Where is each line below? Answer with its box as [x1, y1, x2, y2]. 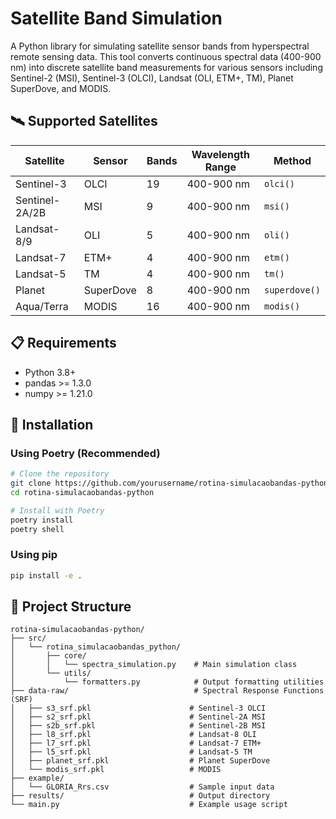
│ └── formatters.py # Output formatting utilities [10, 677, 325, 687]
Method [273, 153, 312, 167]
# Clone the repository [10, 469, 110, 479]
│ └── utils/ [10, 668, 92, 679]
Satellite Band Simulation [10, 7, 223, 30]
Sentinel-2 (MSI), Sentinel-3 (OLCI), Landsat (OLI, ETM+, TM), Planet [10, 72, 294, 84]
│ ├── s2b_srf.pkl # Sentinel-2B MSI [10, 721, 267, 731]
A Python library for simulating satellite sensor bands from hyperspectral [10, 40, 310, 52]
